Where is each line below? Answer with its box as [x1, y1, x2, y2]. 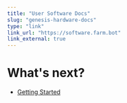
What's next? [7, 65, 85, 81]
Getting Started [16, 88, 60, 96]
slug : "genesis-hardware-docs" [7, 16, 97, 23]
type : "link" [7, 23, 45, 30]
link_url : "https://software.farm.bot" [7, 29, 122, 36]
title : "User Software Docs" [7, 10, 91, 17]
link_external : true [7, 36, 67, 43]
